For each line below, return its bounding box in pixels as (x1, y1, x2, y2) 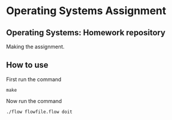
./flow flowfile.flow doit (6, 109, 73, 115)
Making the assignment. (6, 43, 65, 50)
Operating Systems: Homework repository (6, 28, 165, 38)
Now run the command (6, 97, 62, 104)
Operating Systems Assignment (6, 4, 167, 18)
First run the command (6, 75, 62, 83)
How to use (6, 60, 48, 70)
